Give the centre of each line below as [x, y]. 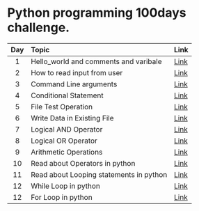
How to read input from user [77, 72]
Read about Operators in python [83, 163]
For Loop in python [62, 197]
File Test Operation [62, 107]
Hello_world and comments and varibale [96, 61]
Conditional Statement [67, 95]
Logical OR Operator [64, 141]
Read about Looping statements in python [99, 174]
